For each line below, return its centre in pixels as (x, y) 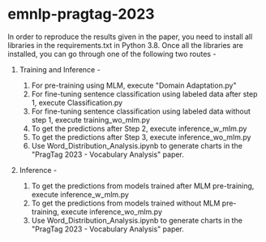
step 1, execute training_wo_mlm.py (91, 119)
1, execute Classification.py (77, 102)
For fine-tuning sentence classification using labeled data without (141, 111)
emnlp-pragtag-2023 (81, 14)
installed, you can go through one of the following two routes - (112, 54)
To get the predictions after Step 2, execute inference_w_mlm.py (139, 128)
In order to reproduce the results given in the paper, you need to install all (130, 37)
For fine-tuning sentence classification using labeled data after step (144, 93)
